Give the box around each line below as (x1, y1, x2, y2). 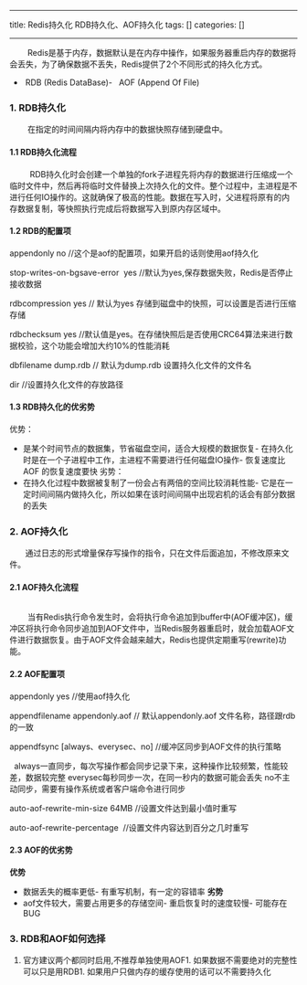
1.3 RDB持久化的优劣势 (9, 401, 96, 412)
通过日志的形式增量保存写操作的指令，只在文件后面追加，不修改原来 (25, 547, 281, 558)
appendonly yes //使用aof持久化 (9, 691, 131, 702)
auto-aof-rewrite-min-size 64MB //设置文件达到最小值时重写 (9, 802, 238, 813)
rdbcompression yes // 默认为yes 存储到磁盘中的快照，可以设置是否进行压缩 (9, 298, 297, 309)
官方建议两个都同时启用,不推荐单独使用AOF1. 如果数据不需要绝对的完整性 (22, 955, 298, 966)
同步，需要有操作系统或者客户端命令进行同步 (16, 783, 185, 794)
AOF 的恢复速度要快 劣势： (22, 465, 124, 476)
